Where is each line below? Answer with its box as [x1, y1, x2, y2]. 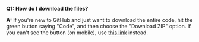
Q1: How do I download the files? [6, 5, 89, 12]
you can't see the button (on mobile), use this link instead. [6, 29, 149, 36]
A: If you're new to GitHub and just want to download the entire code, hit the [6, 17, 193, 23]
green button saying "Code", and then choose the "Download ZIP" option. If [6, 23, 191, 30]
